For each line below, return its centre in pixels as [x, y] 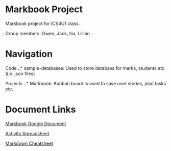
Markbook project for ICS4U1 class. [43, 23]
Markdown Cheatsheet [29, 143]
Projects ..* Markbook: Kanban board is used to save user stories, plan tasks [86, 83]
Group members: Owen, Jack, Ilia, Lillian [48, 33]
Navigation [29, 54]
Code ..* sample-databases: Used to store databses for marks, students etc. [86, 68]
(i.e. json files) [20, 73]
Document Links [41, 109]
